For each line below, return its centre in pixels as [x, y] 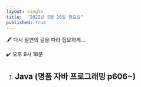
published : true [26, 22]
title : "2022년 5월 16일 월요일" [45, 17]
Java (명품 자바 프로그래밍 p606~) [75, 76]
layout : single [25, 11]
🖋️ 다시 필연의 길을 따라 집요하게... [46, 40]
